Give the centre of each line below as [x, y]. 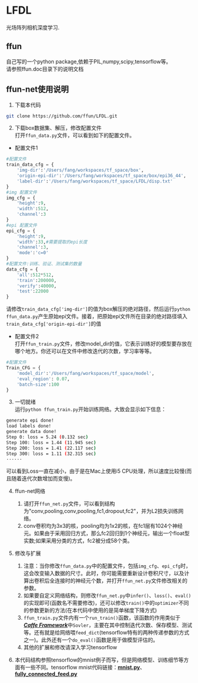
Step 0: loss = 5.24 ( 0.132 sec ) [47, 437]
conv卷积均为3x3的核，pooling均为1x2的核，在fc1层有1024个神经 [103, 526]
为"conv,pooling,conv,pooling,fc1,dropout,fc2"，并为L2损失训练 [101, 511]
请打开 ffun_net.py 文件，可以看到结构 [69, 504]
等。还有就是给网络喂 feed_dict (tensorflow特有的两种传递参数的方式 [106, 633]
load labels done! [29, 426]
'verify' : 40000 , [37, 286]
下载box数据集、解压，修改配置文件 [58, 128]
